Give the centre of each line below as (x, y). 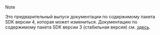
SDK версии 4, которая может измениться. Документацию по (72, 22)
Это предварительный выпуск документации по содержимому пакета (80, 17)
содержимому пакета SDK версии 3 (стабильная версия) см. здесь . (78, 27)
